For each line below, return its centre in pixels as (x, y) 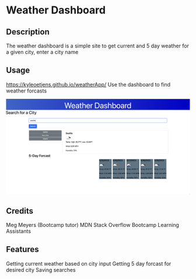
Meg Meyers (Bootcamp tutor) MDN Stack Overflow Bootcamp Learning (93, 225)
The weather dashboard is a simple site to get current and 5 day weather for (98, 46)
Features (22, 249)
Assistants (18, 231)
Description (28, 32)
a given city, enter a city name (42, 52)
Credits (20, 211)
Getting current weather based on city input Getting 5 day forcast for (89, 263)
